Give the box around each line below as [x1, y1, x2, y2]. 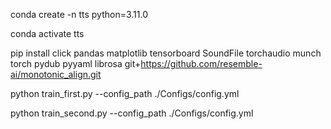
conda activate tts [10, 28, 85, 39]
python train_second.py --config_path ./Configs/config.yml [10, 107, 254, 119]
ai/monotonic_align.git [10, 69, 102, 80]
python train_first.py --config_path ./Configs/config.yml [10, 88, 240, 99]
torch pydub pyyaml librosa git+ [10, 58, 142, 69]
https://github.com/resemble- [140, 58, 263, 69]
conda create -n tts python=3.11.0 [10, 9, 148, 20]
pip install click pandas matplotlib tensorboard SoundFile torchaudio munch [10, 47, 322, 59]
